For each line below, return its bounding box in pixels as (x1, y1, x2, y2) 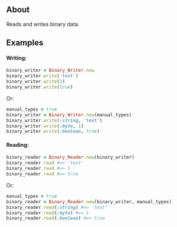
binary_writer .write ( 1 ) (6, 78, 66, 85)
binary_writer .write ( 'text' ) (6, 73, 79, 79)
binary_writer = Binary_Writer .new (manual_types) (6, 112, 132, 118)
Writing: (6, 54, 27, 61)
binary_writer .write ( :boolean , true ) (6, 128, 100, 134)
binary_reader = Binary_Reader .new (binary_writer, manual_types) (6, 198, 172, 204)
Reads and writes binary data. (6, 20, 80, 27)
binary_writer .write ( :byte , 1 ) (6, 123, 84, 129)
